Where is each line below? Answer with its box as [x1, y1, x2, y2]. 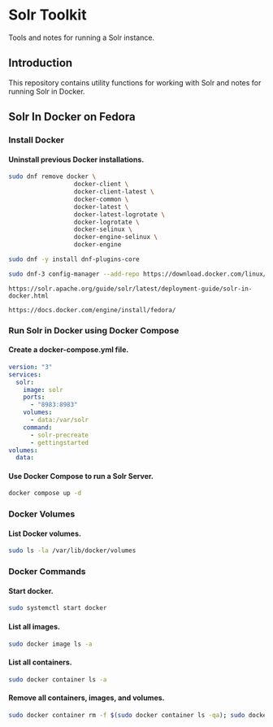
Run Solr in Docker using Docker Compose [8, 324, 180, 336]
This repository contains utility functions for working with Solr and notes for [8, 77, 262, 87]
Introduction [8, 56, 73, 70]
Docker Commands [8, 566, 87, 577]
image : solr [23, 385, 63, 394]
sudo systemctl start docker [8, 604, 107, 612]
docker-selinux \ [73, 225, 132, 233]
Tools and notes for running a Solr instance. [8, 33, 155, 42]
